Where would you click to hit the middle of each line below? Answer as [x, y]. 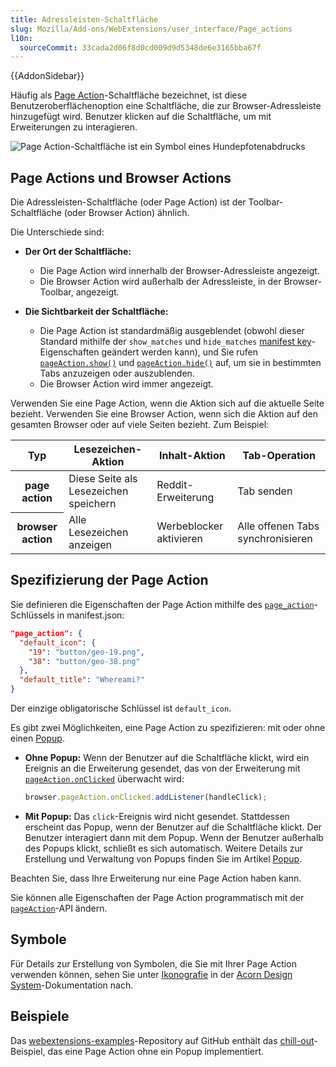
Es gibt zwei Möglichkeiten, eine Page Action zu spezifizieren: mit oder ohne [168, 727]
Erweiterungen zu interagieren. [74, 127]
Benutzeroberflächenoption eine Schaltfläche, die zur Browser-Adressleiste [166, 106]
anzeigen [90, 545]
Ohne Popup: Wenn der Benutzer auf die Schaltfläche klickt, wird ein [167, 757]
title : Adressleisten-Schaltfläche [84, 19]
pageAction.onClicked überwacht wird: [104, 779]
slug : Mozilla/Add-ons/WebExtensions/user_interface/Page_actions [151, 29]
